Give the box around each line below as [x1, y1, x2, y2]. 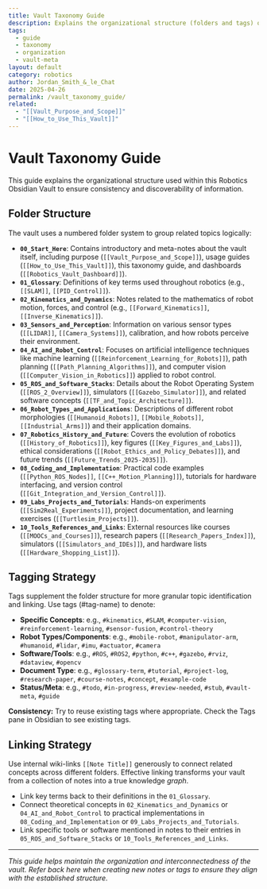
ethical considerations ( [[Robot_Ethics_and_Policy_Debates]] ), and [19, 446, 241, 455]
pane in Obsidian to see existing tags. [8, 715, 131, 725]
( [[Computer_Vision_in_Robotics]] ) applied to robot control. [19, 370, 217, 380]
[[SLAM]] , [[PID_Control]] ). [19, 285, 111, 295]
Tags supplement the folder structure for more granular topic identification [8, 591, 252, 601]
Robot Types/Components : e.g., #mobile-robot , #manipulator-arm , [19, 632, 238, 642]
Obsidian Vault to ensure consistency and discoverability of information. [8, 184, 244, 193]
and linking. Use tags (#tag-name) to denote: [8, 600, 156, 609]
